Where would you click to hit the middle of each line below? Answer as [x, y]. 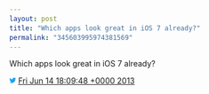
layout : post [33, 19]
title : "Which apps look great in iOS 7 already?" [105, 28]
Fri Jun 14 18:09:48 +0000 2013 [76, 81]
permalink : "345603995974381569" [71, 37]
